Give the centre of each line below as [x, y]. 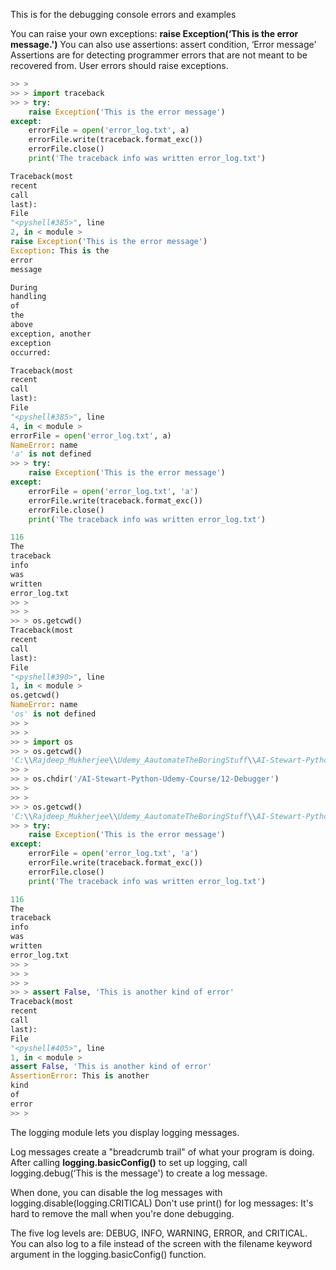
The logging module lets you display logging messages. [125, 1132]
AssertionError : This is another [80, 1076]
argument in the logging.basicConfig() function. [108, 1254]
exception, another [51, 334]
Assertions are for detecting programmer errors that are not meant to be [159, 55]
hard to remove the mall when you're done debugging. [122, 1213]
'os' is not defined [53, 714]
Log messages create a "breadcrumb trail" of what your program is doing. [162, 1151]
